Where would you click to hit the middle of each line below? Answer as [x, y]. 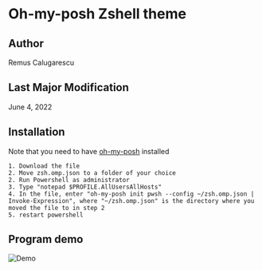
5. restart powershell [46, 215]
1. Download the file [44, 166]
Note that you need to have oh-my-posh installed [89, 151]
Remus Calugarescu [41, 62]
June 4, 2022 [30, 107]
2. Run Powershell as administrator [69, 180]
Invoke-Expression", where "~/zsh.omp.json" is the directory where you [131, 201]
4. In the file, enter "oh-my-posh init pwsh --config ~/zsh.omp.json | [131, 194]
